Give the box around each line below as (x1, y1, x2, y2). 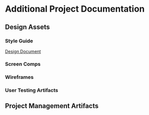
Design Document (5, 48, 41, 54)
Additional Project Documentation (5, 3, 145, 15)
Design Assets (5, 23, 50, 31)
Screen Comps (5, 60, 41, 67)
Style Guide (5, 38, 33, 44)
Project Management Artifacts (5, 102, 99, 110)
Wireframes (5, 74, 34, 80)
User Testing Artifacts (5, 87, 58, 94)
